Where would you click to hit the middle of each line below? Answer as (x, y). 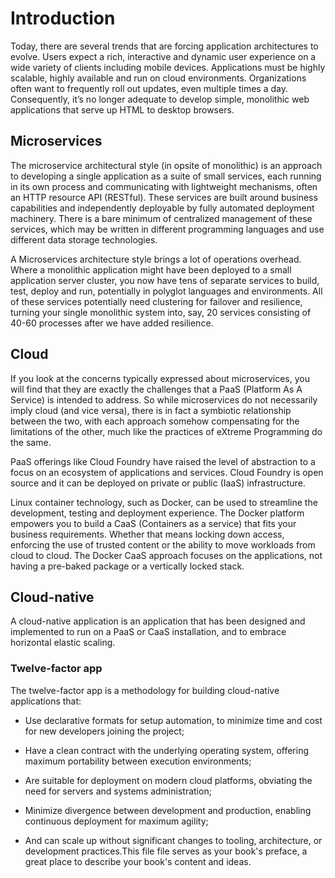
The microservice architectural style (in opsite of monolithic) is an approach (166, 165)
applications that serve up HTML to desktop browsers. (122, 109)
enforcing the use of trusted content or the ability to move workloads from (163, 544)
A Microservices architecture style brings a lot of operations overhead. (156, 259)
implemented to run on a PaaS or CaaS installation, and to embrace (148, 632)
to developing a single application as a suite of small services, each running (166, 176)
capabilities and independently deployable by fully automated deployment (162, 208)
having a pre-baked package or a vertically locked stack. (127, 566)
